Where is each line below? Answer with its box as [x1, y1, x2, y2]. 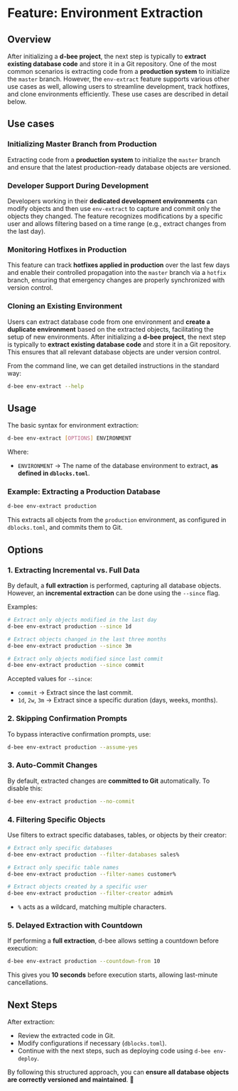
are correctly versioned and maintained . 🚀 [7, 1075, 134, 1084]
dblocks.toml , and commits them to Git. [7, 523, 123, 532]
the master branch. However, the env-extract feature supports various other [7, 75, 230, 83]
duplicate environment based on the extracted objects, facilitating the [7, 325, 215, 333]
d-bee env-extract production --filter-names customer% [7, 870, 176, 878]
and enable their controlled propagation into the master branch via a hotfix [7, 268, 227, 277]
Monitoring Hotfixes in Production [7, 244, 127, 254]
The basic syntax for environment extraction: [7, 421, 139, 430]
